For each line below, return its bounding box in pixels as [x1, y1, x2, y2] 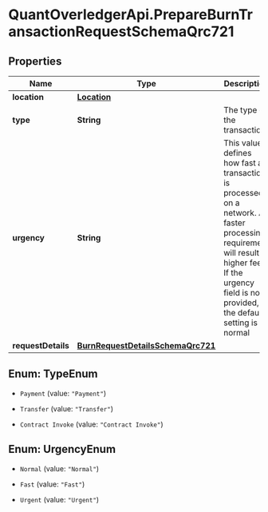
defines [223, 148, 252, 158]
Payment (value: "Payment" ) [19, 388, 106, 398]
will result [223, 248, 260, 258]
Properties [8, 54, 62, 68]
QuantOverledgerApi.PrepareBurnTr [8, 6, 254, 24]
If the [223, 268, 243, 278]
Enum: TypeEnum [8, 367, 98, 381]
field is [223, 288, 249, 298]
